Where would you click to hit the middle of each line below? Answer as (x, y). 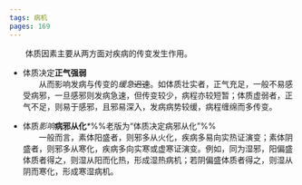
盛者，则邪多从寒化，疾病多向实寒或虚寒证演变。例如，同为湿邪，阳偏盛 (157, 148)
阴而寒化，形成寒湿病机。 (70, 171)
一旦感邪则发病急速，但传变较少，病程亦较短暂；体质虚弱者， (170, 95)
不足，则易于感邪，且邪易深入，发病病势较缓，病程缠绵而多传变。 (154, 106)
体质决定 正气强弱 (54, 73)
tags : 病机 (29, 18)
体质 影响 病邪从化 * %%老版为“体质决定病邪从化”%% (119, 126)
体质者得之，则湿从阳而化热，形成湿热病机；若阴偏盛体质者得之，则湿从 (157, 160)
